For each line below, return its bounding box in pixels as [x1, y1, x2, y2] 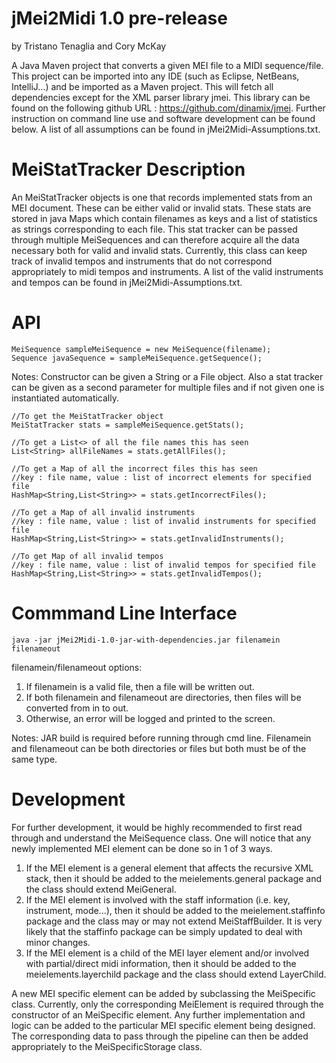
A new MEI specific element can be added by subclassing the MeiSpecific [11, 987, 316, 999]
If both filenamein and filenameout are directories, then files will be [25, 691, 302, 703]
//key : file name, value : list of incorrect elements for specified [11, 472, 312, 482]
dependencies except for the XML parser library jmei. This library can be [11, 91, 311, 103]
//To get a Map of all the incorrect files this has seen [11, 463, 258, 474]
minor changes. [25, 936, 91, 948]
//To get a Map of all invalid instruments [11, 507, 196, 517]
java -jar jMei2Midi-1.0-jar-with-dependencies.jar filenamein [11, 635, 281, 645]
